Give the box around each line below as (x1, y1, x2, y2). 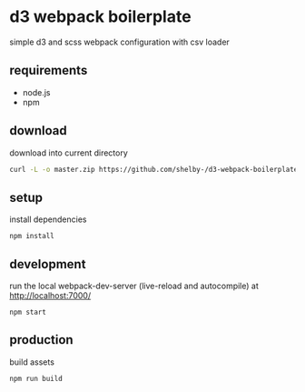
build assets (9, 357, 54, 367)
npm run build (9, 374, 64, 383)
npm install (9, 232, 54, 241)
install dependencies (9, 214, 87, 225)
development (9, 256, 86, 272)
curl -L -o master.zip (9, 165, 95, 174)
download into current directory (9, 147, 129, 158)
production (9, 332, 74, 347)
